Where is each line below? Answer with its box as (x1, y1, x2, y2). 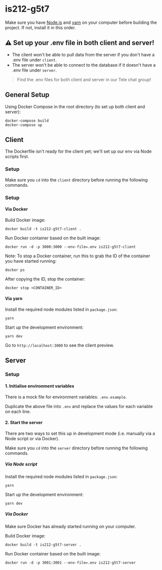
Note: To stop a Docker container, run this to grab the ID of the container (5, 253, 150, 259)
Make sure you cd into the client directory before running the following (5, 177, 148, 183)
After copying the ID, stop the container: (5, 276, 86, 282)
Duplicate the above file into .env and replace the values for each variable (5, 403, 153, 409)
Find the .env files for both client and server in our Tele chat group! (17, 76, 151, 82)
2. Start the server (5, 420, 43, 426)
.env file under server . (12, 67, 57, 73)
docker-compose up (5, 123, 42, 127)
